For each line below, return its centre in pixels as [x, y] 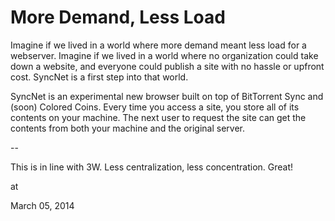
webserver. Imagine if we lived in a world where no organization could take [164, 55]
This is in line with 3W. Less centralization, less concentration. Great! [152, 167]
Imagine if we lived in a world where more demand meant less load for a [158, 45]
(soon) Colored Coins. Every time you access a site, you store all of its [155, 107]
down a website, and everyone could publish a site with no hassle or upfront [167, 66]
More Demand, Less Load [118, 17]
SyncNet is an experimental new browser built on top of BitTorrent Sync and [167, 96]
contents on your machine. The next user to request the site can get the [158, 117]
